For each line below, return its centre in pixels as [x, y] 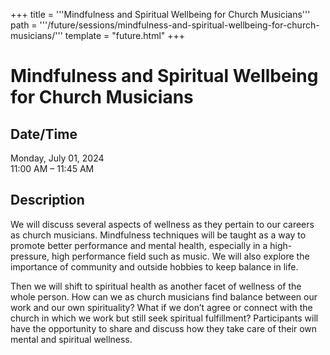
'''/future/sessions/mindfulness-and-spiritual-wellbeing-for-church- [179, 25]
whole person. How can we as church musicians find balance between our [164, 296]
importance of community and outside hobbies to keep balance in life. [154, 266]
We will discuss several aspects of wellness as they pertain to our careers [162, 224]
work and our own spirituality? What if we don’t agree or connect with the [161, 307]
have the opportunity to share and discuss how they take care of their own [164, 328]
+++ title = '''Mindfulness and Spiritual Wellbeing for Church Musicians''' [160, 14]
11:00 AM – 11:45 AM [52, 168]
